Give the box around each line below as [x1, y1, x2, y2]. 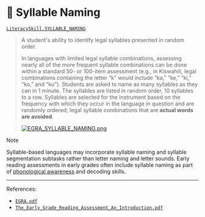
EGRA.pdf [15, 198, 38, 204]
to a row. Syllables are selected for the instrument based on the [21, 93, 181, 101]
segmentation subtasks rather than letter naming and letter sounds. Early [6, 155, 190, 162]
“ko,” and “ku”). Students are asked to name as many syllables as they [21, 80, 198, 88]
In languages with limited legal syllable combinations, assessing [21, 54, 182, 62]
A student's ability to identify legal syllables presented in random [21, 36, 184, 43]
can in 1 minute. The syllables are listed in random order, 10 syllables [21, 87, 193, 94]
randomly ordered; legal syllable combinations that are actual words [21, 106, 193, 113]
